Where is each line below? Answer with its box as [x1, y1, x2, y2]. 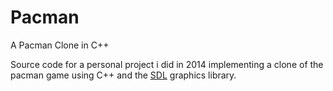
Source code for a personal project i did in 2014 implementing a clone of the [10, 58, 324, 70]
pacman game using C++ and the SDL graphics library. [10, 69, 237, 81]
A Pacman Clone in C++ [10, 39, 110, 51]
